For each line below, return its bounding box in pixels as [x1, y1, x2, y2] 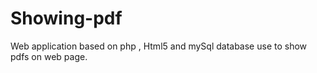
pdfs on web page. [10, 50, 88, 62]
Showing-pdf [10, 7, 123, 30]
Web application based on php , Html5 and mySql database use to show [10, 40, 308, 52]
